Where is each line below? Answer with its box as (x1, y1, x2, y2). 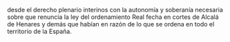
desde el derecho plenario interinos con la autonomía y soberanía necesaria (7, 6, 223, 14)
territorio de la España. (7, 27, 73, 35)
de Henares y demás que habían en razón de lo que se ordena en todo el (7, 20, 215, 28)
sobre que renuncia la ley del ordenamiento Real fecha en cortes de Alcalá (7, 13, 219, 21)
